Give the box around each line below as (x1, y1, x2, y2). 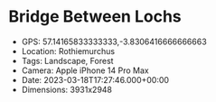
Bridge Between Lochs (8, 6, 182, 27)
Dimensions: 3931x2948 (21, 84, 113, 95)
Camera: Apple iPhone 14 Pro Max (21, 65, 150, 76)
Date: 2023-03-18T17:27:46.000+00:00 (21, 74, 169, 85)
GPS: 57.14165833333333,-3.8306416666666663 (21, 36, 207, 47)
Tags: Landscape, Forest (21, 55, 114, 66)
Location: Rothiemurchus (21, 45, 115, 56)
